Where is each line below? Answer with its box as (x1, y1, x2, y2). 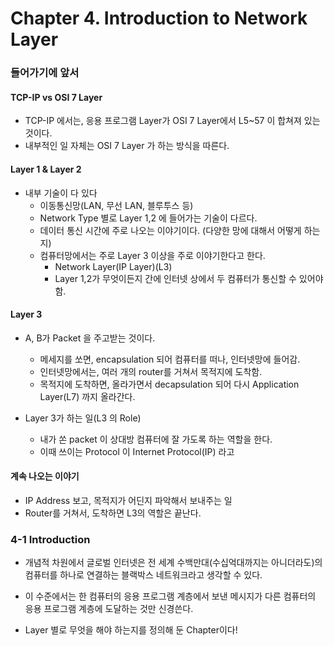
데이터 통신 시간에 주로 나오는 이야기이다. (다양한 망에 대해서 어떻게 (39, 224, 302, 236)
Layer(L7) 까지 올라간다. (39, 390, 136, 402)
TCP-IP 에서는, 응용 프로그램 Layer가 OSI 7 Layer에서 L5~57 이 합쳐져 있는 (24, 115, 321, 127)
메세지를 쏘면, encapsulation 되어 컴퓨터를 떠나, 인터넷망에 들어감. (39, 353, 301, 365)
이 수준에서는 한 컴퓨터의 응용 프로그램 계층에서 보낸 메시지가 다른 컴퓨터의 (24, 590, 317, 602)
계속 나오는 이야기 (10, 470, 80, 482)
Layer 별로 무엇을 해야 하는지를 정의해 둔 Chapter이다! (24, 624, 238, 636)
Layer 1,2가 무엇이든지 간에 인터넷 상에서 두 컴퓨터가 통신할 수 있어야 (54, 272, 324, 284)
